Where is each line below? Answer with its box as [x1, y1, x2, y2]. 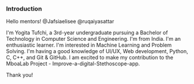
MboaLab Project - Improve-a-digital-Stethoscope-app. [6, 60, 140, 67]
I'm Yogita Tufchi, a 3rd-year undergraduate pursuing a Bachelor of [6, 29, 168, 36]
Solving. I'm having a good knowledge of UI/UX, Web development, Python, [6, 48, 188, 55]
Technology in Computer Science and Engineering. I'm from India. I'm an [6, 36, 181, 43]
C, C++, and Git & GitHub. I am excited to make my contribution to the [6, 54, 174, 61]
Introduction [6, 5, 42, 13]
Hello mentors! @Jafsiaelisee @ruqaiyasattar [6, 18, 115, 25]
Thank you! [6, 72, 33, 79]
